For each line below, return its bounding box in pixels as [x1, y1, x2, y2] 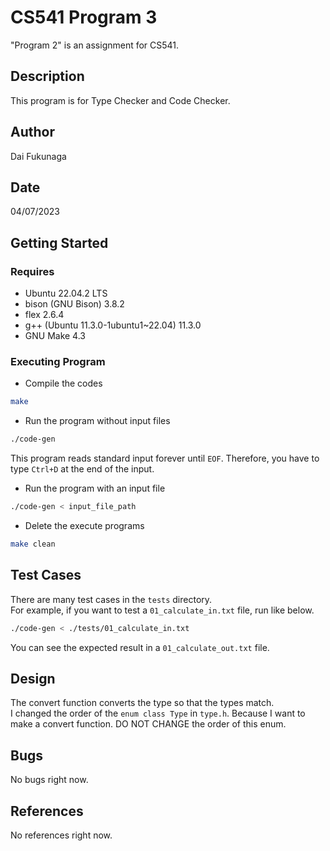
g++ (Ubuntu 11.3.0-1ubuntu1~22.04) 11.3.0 [24, 319, 202, 331]
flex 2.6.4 [24, 309, 65, 321]
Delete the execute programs [24, 519, 145, 531]
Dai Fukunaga [10, 150, 67, 162]
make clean [10, 539, 56, 549]
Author [10, 124, 55, 141]
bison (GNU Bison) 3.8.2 [24, 298, 125, 310]
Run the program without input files [24, 415, 171, 427]
